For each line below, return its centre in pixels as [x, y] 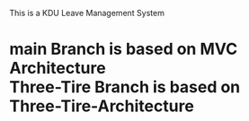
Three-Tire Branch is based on [125, 87]
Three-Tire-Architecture [102, 106]
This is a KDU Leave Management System [87, 13]
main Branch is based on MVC [124, 49]
